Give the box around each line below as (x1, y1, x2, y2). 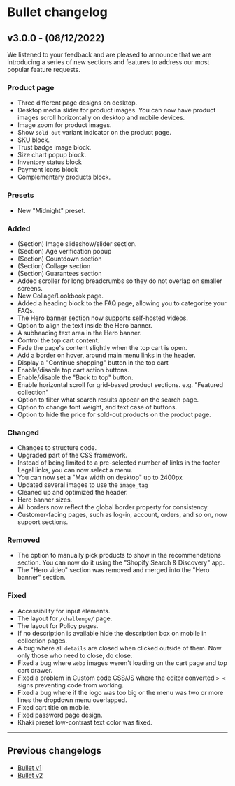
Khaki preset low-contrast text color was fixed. (17, 718, 152, 727)
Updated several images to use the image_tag (17, 481, 148, 489)
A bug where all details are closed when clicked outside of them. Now (17, 643, 222, 652)
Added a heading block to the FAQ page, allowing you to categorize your (17, 298, 227, 307)
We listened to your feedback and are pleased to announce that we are (7, 50, 212, 59)
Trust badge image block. (17, 143, 92, 152)
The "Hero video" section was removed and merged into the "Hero (17, 566, 210, 574)
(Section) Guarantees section (17, 269, 102, 277)
